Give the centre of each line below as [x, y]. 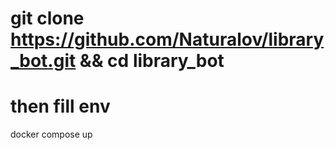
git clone [47, 18]
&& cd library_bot [152, 61]
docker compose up [51, 134]
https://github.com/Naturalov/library [167, 39]
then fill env [60, 106]
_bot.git [43, 61]
